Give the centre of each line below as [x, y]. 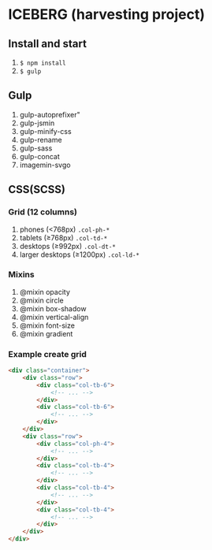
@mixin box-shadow [53, 308]
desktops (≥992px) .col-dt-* [67, 246]
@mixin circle [42, 300]
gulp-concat [40, 156]
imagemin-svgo [45, 165]
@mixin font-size [47, 325]
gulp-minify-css [46, 131]
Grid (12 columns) [43, 212]
